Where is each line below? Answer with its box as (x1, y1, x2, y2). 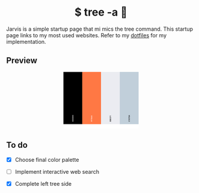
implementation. (6, 38, 46, 45)
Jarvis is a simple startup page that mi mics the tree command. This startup (6, 25, 194, 32)
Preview (6, 55, 38, 66)
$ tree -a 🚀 (74, 5, 128, 19)
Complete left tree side (14, 180, 72, 187)
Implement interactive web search (14, 168, 99, 175)
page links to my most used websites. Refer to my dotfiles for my (6, 31, 167, 38)
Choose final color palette (14, 156, 79, 163)
